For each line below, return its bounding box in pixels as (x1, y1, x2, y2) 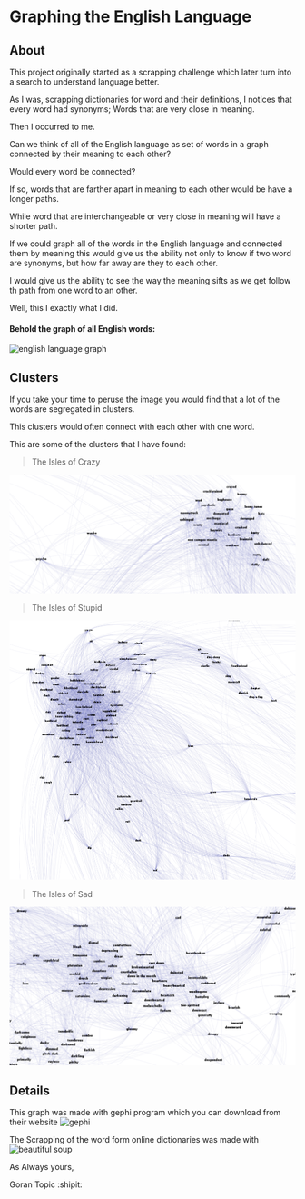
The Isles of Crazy (31, 456, 101, 467)
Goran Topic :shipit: (9, 1179, 84, 1190)
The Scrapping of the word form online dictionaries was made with (9, 1134, 260, 1145)
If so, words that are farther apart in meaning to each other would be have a (9, 184, 293, 195)
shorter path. (9, 221, 58, 231)
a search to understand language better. (9, 76, 160, 87)
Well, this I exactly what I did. (9, 303, 118, 313)
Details (9, 1084, 50, 1099)
